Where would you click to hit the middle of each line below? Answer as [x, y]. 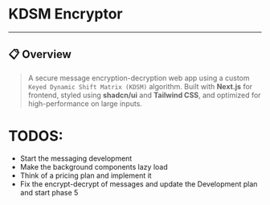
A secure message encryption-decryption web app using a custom [139, 78]
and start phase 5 [49, 192]
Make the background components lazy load [94, 166]
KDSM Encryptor [65, 14]
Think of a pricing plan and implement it [86, 175]
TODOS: [36, 135]
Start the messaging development [76, 158]
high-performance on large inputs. [85, 103]
